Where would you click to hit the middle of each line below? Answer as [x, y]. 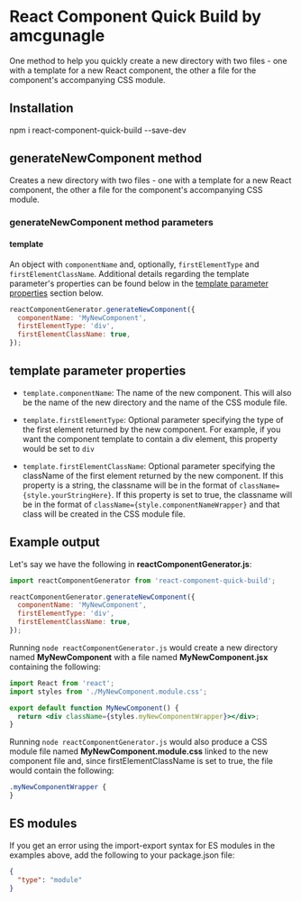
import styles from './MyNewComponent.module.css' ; [108, 692]
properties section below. [56, 293]
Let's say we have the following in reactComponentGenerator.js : [131, 564]
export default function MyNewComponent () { [94, 708]
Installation [41, 109]
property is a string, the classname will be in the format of [129, 485]
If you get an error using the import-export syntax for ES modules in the [142, 845]
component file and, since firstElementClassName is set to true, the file [141, 761]
